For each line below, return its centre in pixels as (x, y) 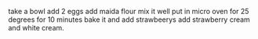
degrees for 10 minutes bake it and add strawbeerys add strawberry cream (129, 19)
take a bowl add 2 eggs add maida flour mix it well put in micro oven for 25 (129, 11)
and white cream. (36, 28)
